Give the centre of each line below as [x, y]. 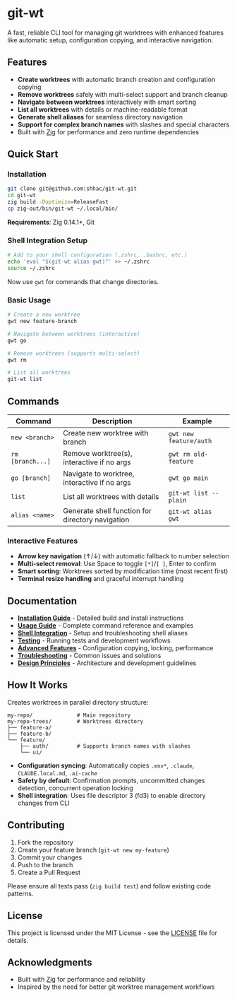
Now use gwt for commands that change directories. [83, 281]
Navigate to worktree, [99, 474]
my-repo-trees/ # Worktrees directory [75, 721]
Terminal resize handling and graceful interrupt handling [101, 579]
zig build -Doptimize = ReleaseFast [58, 202]
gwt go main [188, 478]
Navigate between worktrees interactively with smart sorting [107, 102]
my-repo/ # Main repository [69, 715]
